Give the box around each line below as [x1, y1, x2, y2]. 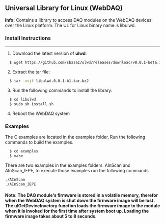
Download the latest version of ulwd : [12, 50, 87, 56]
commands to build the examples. [5, 139, 74, 145]
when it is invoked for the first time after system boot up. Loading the [5, 208, 149, 214]
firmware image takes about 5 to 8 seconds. [5, 213, 97, 219]
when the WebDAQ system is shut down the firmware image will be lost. [5, 197, 155, 203]
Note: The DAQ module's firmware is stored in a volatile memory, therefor [5, 192, 158, 198]
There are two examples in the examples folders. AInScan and [5, 162, 131, 168]
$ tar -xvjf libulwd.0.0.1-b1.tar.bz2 [9, 78, 89, 83]
